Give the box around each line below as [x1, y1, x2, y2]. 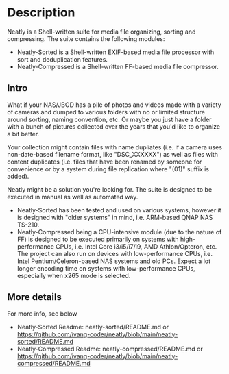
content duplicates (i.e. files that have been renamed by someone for [7, 158, 202, 166]
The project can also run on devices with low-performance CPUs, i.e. [16, 249, 213, 258]
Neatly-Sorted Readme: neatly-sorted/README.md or [16, 323, 169, 331]
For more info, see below [7, 310, 77, 318]
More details [7, 291, 62, 303]
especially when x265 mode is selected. [16, 271, 131, 279]
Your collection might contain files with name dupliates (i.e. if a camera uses [7, 142, 223, 151]
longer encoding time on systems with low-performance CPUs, [16, 264, 195, 272]
